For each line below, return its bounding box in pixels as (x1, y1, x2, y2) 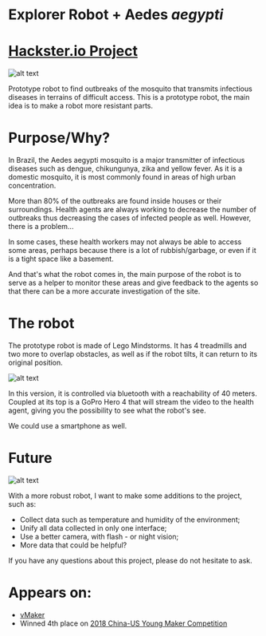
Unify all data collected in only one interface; (19, 523, 167, 532)
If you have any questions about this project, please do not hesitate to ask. (8, 555, 252, 565)
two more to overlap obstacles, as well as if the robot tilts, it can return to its (8, 350, 257, 358)
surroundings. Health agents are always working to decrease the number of (8, 205, 256, 215)
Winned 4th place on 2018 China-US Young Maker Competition (19, 618, 228, 628)
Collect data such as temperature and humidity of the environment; (19, 515, 241, 524)
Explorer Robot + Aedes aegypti (8, 6, 224, 24)
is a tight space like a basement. (8, 254, 114, 264)
